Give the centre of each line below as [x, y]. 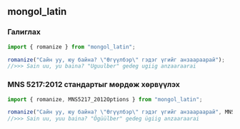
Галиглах [24, 32]
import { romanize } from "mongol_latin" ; [71, 47]
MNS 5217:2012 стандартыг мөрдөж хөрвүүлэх [94, 85]
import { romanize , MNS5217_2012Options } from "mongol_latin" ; [105, 99]
